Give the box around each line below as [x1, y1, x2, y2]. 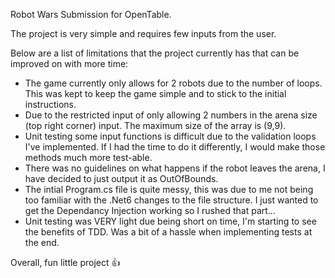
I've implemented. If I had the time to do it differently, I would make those [24, 141, 326, 153]
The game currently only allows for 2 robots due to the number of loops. [24, 77, 323, 89]
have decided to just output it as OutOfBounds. [24, 173, 219, 184]
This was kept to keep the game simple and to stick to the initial [24, 88, 287, 99]
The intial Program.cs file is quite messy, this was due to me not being [24, 184, 314, 195]
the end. [24, 237, 60, 248]
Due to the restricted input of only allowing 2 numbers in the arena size [24, 109, 318, 121]
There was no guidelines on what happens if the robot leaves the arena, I [24, 162, 326, 174]
